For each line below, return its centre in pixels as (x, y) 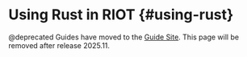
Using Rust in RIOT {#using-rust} (121, 15)
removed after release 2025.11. (59, 45)
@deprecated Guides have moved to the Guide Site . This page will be (124, 37)
